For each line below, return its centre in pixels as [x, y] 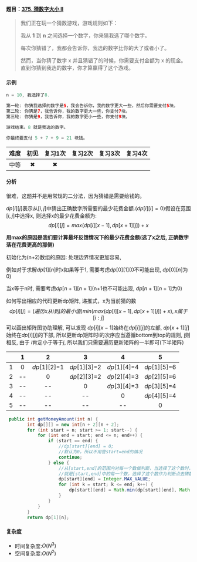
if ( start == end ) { [73, 441]
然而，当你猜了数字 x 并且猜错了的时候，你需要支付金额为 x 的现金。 [103, 60]
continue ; [70, 457]
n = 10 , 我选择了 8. [28, 95]
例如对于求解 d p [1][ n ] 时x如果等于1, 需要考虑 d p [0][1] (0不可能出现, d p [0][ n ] [94, 270]
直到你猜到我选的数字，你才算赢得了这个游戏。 [77, 68]
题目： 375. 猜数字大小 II [35, 9]
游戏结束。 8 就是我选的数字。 [37, 127]
